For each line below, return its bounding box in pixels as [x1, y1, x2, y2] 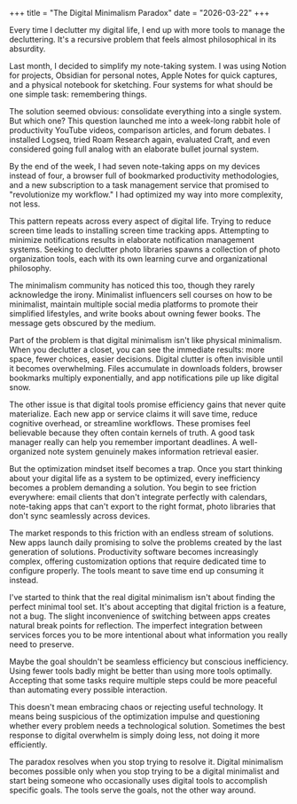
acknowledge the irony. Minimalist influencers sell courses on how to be [9, 290, 273, 300]
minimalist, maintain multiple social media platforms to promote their [9, 299, 259, 309]
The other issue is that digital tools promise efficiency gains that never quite [9, 399, 286, 410]
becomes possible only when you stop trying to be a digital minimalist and [9, 766, 280, 777]
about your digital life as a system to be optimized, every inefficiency [9, 473, 261, 483]
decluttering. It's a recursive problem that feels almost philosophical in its [9, 35, 277, 44]
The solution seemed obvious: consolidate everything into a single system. [9, 106, 282, 116]
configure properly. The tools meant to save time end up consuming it [9, 566, 264, 575]
